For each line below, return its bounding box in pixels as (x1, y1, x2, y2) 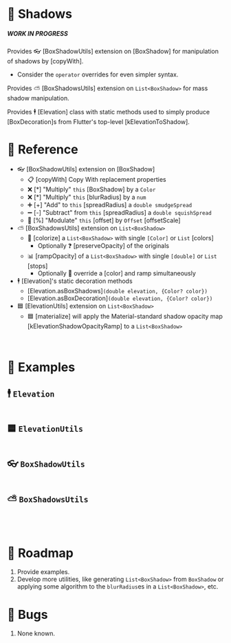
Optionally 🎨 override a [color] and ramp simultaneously (37, 269, 196, 277)
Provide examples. (16, 568, 70, 576)
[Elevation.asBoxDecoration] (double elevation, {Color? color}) (27, 294, 213, 302)
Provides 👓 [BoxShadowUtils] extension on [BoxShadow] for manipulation (7, 48, 219, 56)
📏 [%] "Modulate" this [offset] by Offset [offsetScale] (27, 216, 181, 224)
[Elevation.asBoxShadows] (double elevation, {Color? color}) (27, 287, 208, 295)
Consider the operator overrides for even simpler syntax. (16, 70, 179, 78)
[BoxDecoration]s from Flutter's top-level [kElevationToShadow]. (7, 118, 190, 126)
